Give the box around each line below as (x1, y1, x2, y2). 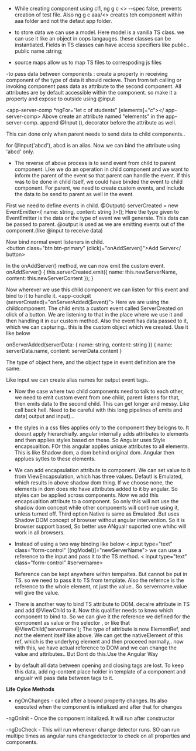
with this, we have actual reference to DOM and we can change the (14, 644, 177, 651)
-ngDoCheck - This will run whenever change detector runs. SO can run (6, 726, 180, 733)
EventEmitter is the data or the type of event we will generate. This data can (6, 214, 189, 221)
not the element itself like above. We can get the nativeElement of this (14, 632, 183, 639)
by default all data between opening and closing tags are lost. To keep (14, 662, 184, 669)
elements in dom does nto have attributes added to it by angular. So (14, 486, 178, 492)
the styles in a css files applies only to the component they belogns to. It (14, 424, 189, 431)
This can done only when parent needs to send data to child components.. (6, 130, 185, 137)
